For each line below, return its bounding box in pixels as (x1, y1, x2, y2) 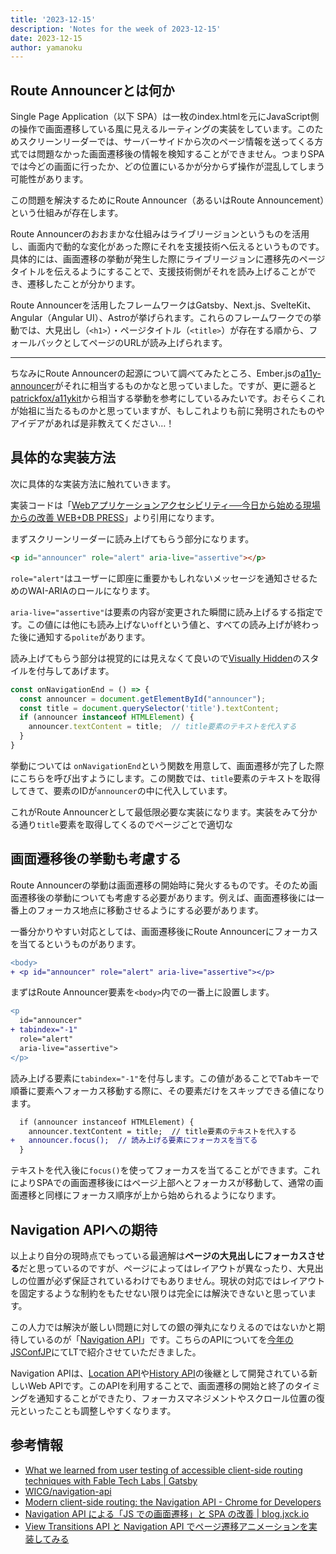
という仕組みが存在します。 (10, 207, 124, 219)
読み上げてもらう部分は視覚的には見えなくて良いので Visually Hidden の (10, 652, 302, 664)
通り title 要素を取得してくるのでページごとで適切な (18, 818, 233, 830)
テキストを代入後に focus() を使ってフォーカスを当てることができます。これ (10, 1164, 321, 1176)
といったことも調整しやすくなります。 (18, 1405, 177, 1416)
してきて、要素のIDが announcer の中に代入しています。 (10, 784, 233, 796)
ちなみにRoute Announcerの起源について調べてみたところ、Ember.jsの (10, 367, 302, 380)
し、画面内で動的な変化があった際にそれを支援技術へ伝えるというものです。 (10, 241, 325, 253)
